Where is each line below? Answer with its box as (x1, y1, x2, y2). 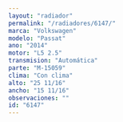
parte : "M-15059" (8, 64, 66, 72)
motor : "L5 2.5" (8, 49, 62, 57)
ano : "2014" (8, 42, 48, 50)
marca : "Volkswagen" (8, 26, 77, 35)
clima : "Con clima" (8, 71, 73, 79)
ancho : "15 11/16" (8, 86, 69, 95)
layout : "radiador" (8, 11, 73, 20)
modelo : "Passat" (8, 34, 66, 43)
